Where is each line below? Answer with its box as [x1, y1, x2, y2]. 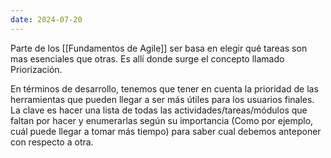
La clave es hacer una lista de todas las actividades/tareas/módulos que [10, 104, 308, 116]
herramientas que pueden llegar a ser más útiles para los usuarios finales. [10, 93, 315, 105]
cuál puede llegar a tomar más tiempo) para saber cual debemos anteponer [10, 125, 322, 137]
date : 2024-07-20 [10, 14, 83, 25]
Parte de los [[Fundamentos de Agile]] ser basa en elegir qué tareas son [10, 42, 308, 54]
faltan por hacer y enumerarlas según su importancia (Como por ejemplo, [10, 114, 314, 126]
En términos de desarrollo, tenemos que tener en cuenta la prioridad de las [10, 82, 319, 95]
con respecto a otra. [10, 136, 94, 148]
